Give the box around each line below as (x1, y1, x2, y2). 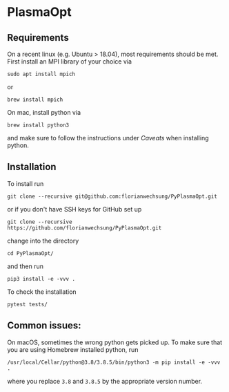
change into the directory (7, 236, 79, 245)
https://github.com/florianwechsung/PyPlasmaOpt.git (7, 224, 162, 232)
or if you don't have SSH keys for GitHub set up (7, 205, 142, 213)
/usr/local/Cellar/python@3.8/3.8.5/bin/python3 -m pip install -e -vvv (7, 359, 221, 366)
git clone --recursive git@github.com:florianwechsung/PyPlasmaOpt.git (7, 193, 217, 200)
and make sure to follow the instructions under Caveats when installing (7, 134, 209, 142)
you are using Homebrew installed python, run (7, 345, 139, 353)
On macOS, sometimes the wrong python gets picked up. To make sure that (7, 338, 223, 346)
